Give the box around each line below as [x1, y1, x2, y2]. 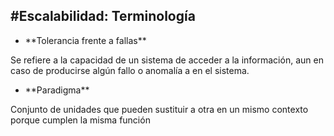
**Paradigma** [24, 84, 90, 96]
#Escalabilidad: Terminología [10, 8, 196, 25]
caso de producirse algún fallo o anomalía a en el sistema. [10, 64, 250, 76]
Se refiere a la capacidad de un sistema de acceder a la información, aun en [10, 54, 324, 66]
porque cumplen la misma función [10, 114, 151, 126]
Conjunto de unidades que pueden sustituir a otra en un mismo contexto [10, 103, 309, 115]
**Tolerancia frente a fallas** [24, 34, 147, 46]
